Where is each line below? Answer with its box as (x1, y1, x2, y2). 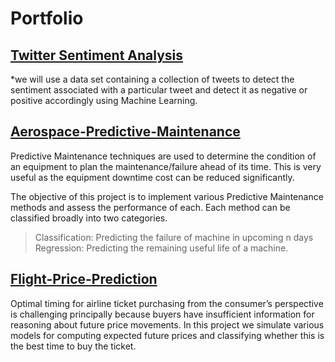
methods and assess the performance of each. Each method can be (10, 201, 291, 213)
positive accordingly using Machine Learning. (10, 95, 198, 106)
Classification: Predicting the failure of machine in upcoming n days (34, 231, 314, 243)
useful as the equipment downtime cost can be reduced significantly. (10, 171, 295, 183)
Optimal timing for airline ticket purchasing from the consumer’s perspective (10, 297, 324, 309)
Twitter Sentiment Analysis (10, 47, 184, 64)
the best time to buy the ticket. (10, 340, 137, 352)
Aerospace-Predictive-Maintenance (10, 123, 241, 141)
